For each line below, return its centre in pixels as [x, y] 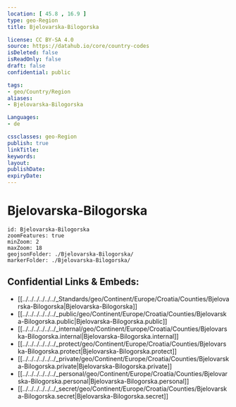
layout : [19, 163]
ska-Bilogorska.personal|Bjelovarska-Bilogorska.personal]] [103, 381]
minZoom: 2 [23, 242]
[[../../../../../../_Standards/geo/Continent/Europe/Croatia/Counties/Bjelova [123, 299]
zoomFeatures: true [36, 236]
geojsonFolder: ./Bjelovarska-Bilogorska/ [70, 254]
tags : [15, 85]
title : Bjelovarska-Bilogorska [53, 27]
